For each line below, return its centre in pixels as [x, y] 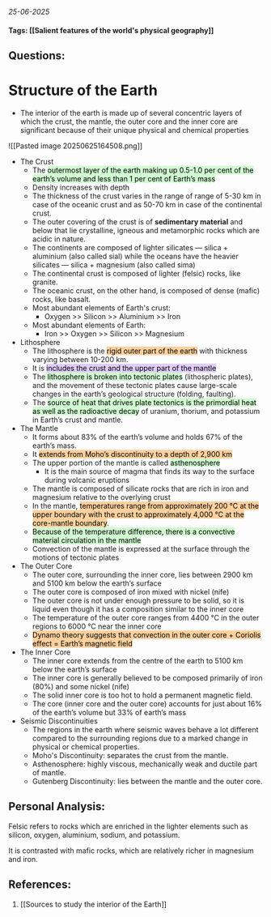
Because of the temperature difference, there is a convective [133, 531]
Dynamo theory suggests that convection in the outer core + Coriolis [146, 634]
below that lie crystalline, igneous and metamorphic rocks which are [146, 230]
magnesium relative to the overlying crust [102, 497]
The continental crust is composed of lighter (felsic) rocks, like [136, 273]
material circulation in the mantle [87, 540]
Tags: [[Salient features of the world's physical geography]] [111, 30]
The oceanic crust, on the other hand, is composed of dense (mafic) [146, 290]
